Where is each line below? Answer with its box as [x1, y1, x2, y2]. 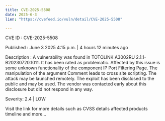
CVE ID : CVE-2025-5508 [5, 35, 58, 41]
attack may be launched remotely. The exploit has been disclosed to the [5, 76, 154, 82]
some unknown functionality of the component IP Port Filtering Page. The [5, 65, 157, 71]
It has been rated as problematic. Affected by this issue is [41, 60, 160, 66]
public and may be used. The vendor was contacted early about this [5, 81, 147, 87]
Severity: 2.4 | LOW [5, 96, 46, 102]
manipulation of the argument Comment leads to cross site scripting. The [5, 70, 157, 76]
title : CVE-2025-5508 [5, 7, 51, 13]
